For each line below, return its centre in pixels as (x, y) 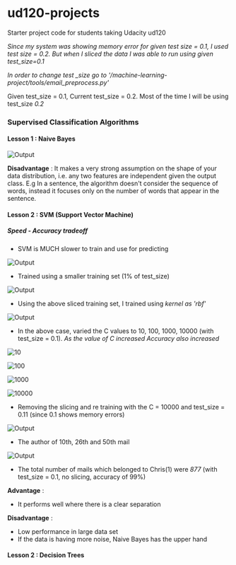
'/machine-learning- (138, 75)
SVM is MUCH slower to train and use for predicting (93, 248)
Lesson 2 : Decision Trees (46, 555)
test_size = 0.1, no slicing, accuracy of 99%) (82, 477)
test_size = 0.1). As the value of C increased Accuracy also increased (118, 338)
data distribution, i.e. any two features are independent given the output (112, 176)
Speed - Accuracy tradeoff (48, 231)
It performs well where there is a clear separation (89, 504)
